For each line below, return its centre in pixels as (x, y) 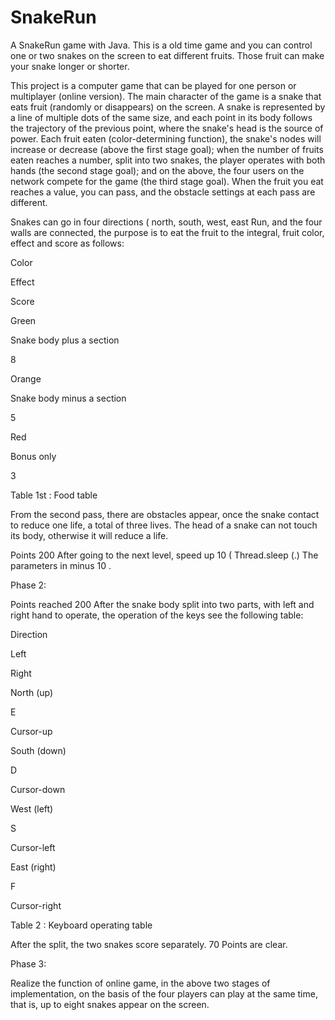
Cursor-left (33, 847)
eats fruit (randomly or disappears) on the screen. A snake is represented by (168, 107)
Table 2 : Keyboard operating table (81, 925)
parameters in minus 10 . (61, 565)
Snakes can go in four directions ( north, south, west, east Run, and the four (166, 222)
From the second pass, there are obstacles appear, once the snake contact (165, 514)
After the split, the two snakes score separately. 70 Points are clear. (149, 944)
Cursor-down (38, 789)
